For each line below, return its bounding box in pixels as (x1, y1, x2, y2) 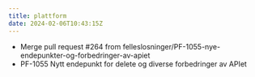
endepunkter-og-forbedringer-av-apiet (19, 50, 151, 60)
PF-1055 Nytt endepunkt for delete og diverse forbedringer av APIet (19, 58, 247, 69)
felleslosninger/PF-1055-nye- (122, 41, 221, 51)
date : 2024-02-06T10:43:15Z (8, 19, 104, 28)
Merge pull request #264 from (19, 41, 121, 51)
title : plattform (8, 11, 67, 20)
